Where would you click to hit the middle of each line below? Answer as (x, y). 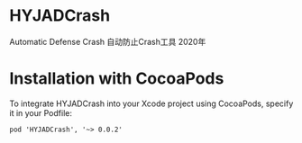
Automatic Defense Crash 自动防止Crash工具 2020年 (108, 41)
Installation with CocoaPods (117, 79)
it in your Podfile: (41, 112)
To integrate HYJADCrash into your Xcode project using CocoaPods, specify (151, 103)
